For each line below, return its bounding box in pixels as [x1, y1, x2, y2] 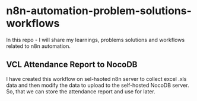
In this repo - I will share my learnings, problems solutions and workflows [6, 36, 185, 43]
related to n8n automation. [6, 43, 71, 50]
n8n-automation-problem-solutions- [6, 4, 192, 18]
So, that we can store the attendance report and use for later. [6, 87, 155, 95]
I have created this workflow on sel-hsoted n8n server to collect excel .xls [6, 75, 187, 82]
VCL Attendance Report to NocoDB [6, 60, 138, 70]
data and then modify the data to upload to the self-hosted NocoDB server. [6, 82, 189, 89]
